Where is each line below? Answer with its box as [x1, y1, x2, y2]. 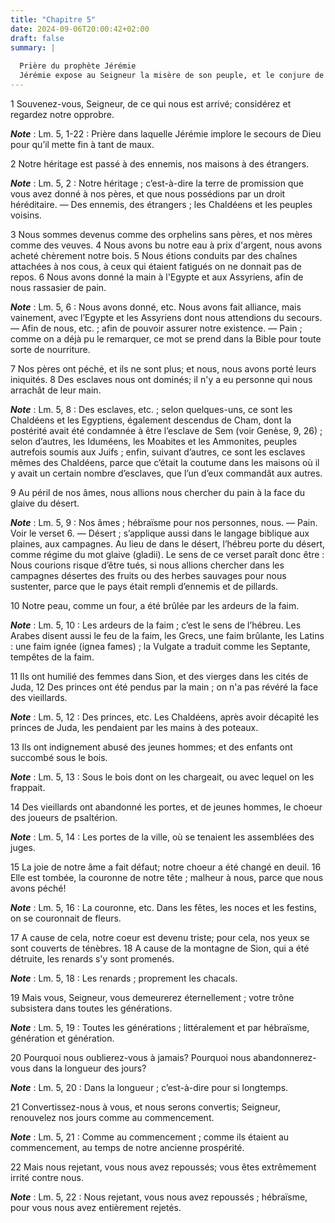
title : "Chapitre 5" [10, 14, 97, 25]
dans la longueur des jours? [32, 1062, 147, 1074]
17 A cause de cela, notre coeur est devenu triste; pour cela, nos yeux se [10, 931, 310, 943]
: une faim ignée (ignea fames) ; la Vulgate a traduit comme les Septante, [10, 640, 311, 652]
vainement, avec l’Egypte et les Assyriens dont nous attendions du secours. [10, 311, 323, 323]
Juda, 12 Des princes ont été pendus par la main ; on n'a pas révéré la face [10, 681, 319, 693]
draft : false [10, 33, 65, 43]
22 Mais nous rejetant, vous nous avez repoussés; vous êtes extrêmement [10, 1161, 317, 1173]
